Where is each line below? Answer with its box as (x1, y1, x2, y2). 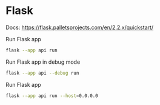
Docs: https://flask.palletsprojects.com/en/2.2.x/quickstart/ (5, 24, 154, 31)
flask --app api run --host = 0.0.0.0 (5, 92, 98, 99)
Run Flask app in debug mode (5, 58, 81, 66)
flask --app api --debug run (5, 70, 79, 76)
